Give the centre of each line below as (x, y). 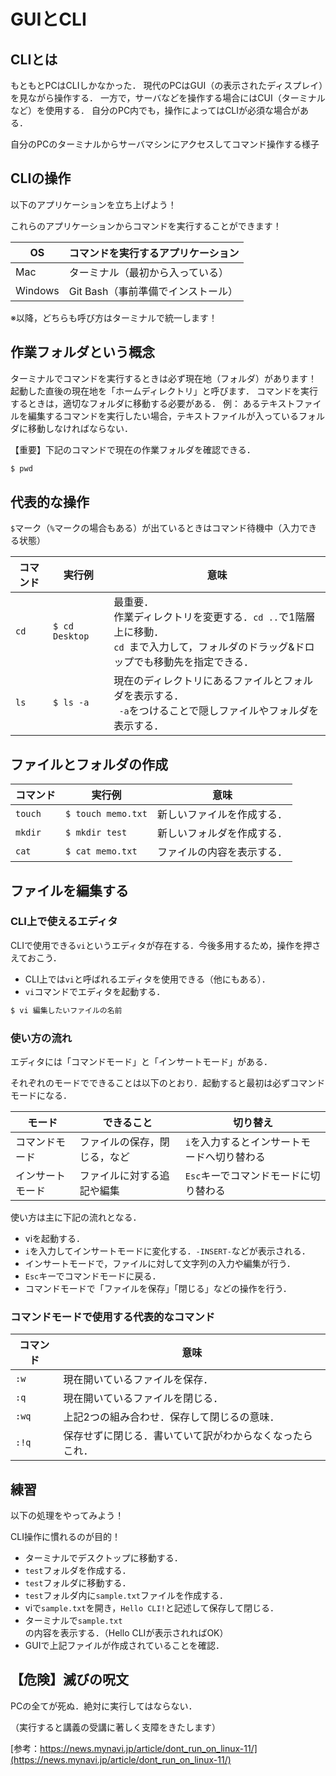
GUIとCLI (48, 19)
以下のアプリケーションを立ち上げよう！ (93, 204)
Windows (37, 290)
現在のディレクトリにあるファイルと (198, 681)
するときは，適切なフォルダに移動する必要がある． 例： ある (135, 403)
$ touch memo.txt (106, 814)
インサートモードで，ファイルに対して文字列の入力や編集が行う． (160, 1263)
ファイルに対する (119, 1175)
